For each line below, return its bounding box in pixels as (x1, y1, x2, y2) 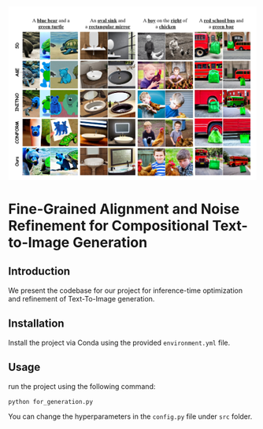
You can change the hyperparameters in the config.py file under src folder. (8, 412, 253, 421)
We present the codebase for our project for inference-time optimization (8, 286, 243, 295)
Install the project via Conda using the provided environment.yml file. (8, 338, 231, 347)
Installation (8, 317, 65, 331)
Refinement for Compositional (8, 217, 209, 235)
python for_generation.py (8, 398, 93, 405)
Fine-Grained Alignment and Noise (8, 200, 240, 218)
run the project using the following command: (8, 381, 156, 391)
